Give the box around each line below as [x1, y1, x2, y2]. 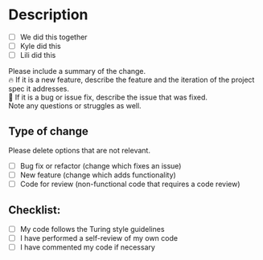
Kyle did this [19, 42, 62, 51]
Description [8, 6, 88, 24]
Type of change [8, 124, 88, 138]
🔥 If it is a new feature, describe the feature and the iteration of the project [8, 75, 255, 85]
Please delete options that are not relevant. [8, 145, 151, 155]
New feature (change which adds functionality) [19, 170, 177, 180]
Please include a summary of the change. [8, 67, 146, 76]
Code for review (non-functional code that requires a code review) [19, 179, 240, 189]
